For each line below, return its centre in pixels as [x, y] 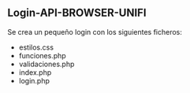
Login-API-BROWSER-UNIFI [77, 13]
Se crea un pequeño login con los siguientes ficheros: [95, 32]
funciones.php [42, 55]
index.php [35, 72]
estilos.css [36, 47]
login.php [34, 80]
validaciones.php [47, 64]
